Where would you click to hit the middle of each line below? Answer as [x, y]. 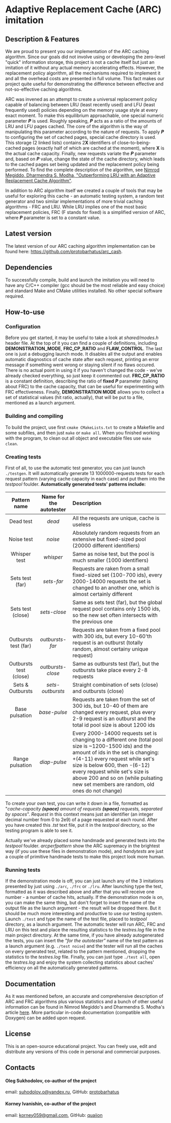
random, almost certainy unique [110, 649]
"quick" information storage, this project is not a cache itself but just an [80, 62]
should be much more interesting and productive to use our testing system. [84, 914]
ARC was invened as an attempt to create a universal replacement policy [81, 99]
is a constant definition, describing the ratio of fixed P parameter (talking [82, 381]
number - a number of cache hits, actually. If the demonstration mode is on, [84, 897]
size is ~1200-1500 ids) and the [112, 746]
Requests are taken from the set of [114, 699]
